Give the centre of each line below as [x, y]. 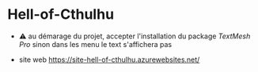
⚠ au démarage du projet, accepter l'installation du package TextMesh [135, 36]
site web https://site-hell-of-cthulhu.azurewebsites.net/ [109, 59]
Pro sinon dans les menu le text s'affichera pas [95, 44]
